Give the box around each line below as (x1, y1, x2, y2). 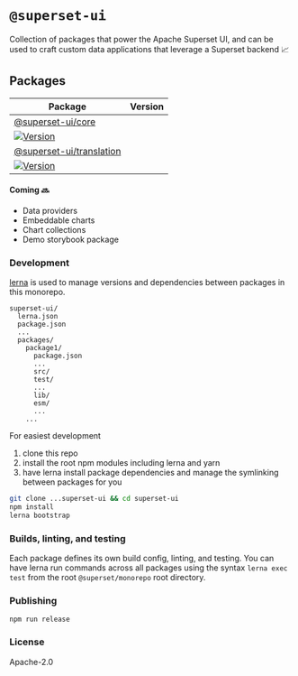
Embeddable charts (22, 215, 95, 226)
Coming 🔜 (9, 184, 50, 196)
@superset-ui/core (14, 116, 96, 128)
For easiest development (9, 431, 102, 441)
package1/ (25, 344, 63, 353)
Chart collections (22, 224, 86, 235)
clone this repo (22, 448, 78, 458)
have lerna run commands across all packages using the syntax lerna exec (9, 562, 288, 573)
